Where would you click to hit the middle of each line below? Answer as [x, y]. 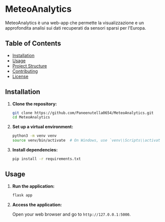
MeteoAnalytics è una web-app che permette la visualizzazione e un [75, 23]
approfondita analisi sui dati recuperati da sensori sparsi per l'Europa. [76, 28]
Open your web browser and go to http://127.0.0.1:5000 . [71, 214]
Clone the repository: [34, 104]
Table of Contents [33, 44]
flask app [22, 195]
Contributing [25, 71]
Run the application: [33, 186]
